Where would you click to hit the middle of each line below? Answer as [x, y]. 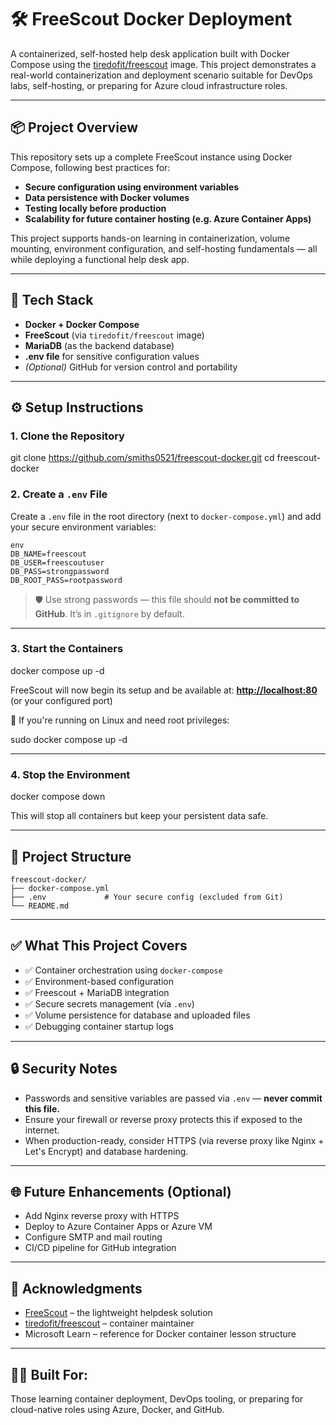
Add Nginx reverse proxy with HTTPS [102, 1216]
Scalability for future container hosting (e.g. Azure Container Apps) [168, 218]
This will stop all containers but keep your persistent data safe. [139, 816]
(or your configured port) [61, 700]
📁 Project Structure [71, 856]
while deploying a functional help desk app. [100, 259]
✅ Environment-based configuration [99, 981]
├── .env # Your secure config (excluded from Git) [147, 897]
